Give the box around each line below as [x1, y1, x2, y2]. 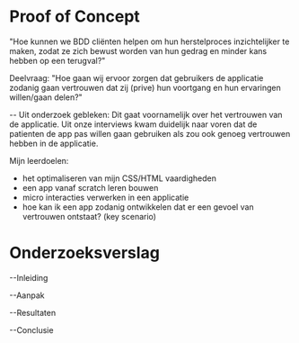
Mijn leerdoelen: [9, 155, 69, 166]
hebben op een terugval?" [9, 55, 106, 66]
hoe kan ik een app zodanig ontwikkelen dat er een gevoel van [22, 201, 254, 212]
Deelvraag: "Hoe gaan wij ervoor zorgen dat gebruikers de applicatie [9, 72, 264, 83]
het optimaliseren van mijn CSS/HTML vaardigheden [22, 173, 217, 184]
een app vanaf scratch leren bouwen [22, 182, 159, 193]
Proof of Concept [9, 6, 141, 27]
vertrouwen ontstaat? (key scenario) [22, 211, 157, 221]
